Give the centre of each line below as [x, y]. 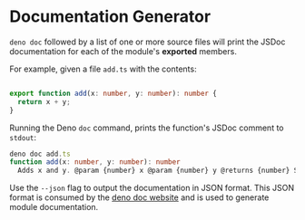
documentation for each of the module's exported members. [123, 51]
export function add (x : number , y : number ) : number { [113, 93]
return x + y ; [44, 101]
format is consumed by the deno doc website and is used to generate [139, 197]
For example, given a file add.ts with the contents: [103, 69]
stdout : [23, 137]
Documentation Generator [110, 17]
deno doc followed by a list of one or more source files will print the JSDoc [148, 42]
